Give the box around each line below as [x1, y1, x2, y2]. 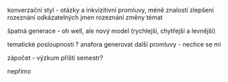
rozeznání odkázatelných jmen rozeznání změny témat [7, 13, 163, 22]
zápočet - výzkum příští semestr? [7, 54, 104, 62]
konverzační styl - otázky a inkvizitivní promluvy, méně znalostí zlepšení [7, 6, 214, 14]
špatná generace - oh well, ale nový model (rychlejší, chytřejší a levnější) [7, 27, 216, 35]
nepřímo [7, 67, 31, 75]
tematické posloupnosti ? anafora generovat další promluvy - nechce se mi [7, 40, 221, 48]
